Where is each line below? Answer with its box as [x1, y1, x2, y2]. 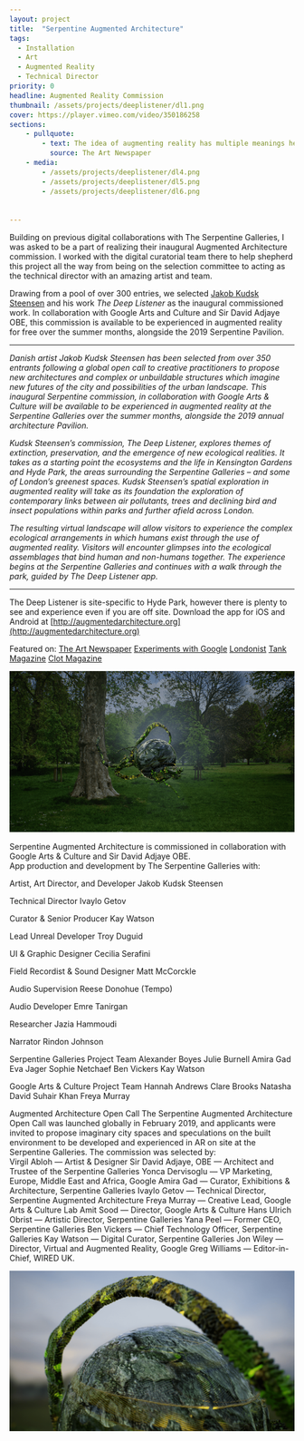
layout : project [9, 15, 71, 24]
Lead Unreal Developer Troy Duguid [9, 930, 143, 941]
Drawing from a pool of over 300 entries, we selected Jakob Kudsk [9, 288, 260, 299]
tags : [9, 34, 30, 43]
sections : [9, 120, 47, 129]
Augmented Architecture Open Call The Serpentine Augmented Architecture [9, 1107, 293, 1119]
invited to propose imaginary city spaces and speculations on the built [9, 1127, 271, 1138]
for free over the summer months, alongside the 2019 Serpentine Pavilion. [9, 326, 285, 337]
